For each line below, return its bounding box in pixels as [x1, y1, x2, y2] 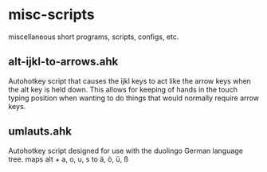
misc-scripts [8, 6, 96, 24]
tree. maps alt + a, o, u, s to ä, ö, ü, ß [8, 154, 129, 164]
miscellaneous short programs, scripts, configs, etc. [8, 32, 179, 41]
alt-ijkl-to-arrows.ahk [8, 55, 119, 68]
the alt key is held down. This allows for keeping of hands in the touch [8, 84, 238, 94]
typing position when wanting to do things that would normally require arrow [8, 93, 259, 103]
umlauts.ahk [8, 125, 72, 139]
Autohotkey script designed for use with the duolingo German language [8, 146, 243, 155]
